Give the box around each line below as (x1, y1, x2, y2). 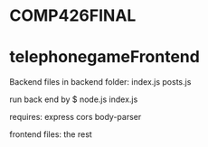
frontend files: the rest (9, 129, 92, 140)
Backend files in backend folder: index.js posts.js (9, 77, 192, 87)
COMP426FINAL (9, 5, 137, 26)
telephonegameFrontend (9, 47, 201, 68)
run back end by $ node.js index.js (9, 94, 138, 105)
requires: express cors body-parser (9, 112, 142, 123)
